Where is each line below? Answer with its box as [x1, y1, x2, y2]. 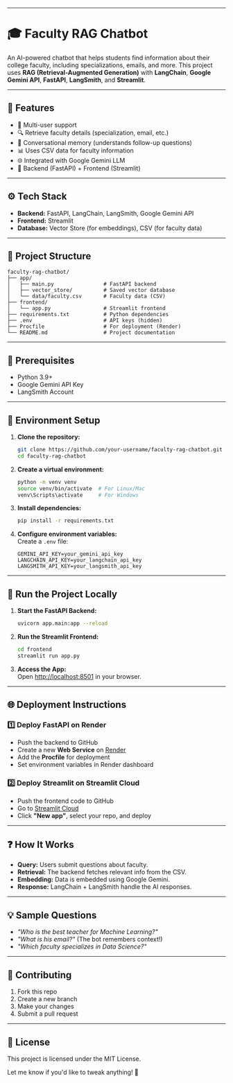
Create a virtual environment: [17, 465, 104, 474]
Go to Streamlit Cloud [17, 804, 79, 812]
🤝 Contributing [7, 969, 72, 981]
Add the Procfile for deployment [17, 753, 110, 761]
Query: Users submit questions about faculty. [17, 860, 148, 869]
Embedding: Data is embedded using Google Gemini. [17, 875, 171, 884]
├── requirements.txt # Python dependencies [7, 311, 169, 318]
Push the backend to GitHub [17, 738, 98, 747]
